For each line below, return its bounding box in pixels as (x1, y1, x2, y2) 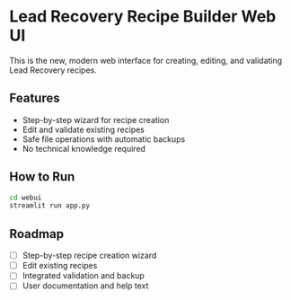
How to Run (9, 169, 75, 185)
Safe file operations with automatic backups (22, 133, 186, 145)
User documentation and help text (22, 280, 149, 291)
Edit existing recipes (22, 260, 98, 271)
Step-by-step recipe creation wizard (22, 250, 157, 261)
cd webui (9, 193, 42, 202)
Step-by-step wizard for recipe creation (22, 114, 170, 125)
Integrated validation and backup (22, 270, 145, 281)
